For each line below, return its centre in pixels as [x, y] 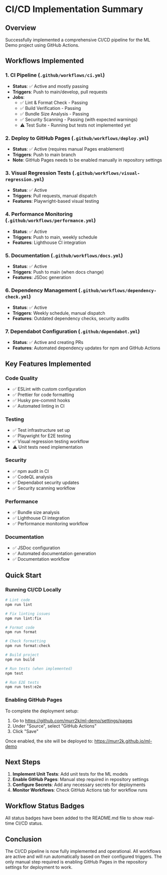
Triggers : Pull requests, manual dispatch [54, 196]
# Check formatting [26, 641]
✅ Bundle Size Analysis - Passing [54, 113]
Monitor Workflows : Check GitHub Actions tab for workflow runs [80, 790]
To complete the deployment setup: [42, 711]
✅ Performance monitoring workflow [50, 524]
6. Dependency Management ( [43, 290]
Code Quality [22, 378]
